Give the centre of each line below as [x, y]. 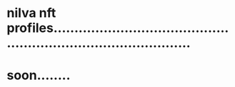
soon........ [39, 75]
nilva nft [31, 13]
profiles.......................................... [118, 28]
